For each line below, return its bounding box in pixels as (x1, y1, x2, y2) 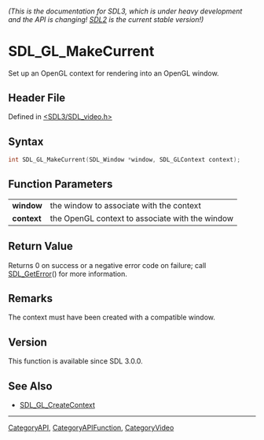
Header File (8, 91, 66, 104)
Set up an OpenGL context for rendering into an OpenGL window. (8, 68, 219, 78)
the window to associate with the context (49, 199, 202, 211)
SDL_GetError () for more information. (8, 269, 128, 278)
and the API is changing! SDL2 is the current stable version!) (8, 14, 204, 24)
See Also (8, 379, 53, 393)
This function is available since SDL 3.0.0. (8, 356, 143, 366)
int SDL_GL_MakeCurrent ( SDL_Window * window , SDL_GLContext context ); (8, 156, 241, 164)
